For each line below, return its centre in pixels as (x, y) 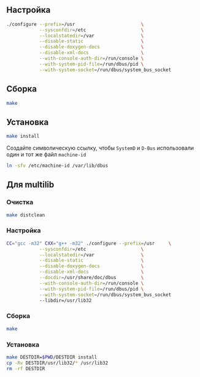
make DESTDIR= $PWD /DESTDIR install (52, 357)
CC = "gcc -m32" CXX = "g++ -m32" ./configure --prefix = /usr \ (89, 243)
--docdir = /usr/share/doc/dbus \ (91, 278)
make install (23, 136)
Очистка (20, 202)
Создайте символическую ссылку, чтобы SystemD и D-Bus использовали (100, 148)
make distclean (26, 215)
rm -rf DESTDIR (26, 368)
